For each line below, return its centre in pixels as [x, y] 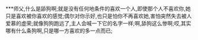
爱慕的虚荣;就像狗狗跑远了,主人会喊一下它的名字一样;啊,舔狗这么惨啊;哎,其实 [98, 23]
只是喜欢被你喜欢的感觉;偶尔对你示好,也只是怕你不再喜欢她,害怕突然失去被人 [99, 16]
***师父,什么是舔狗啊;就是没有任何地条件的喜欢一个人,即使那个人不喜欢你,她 [98, 9]
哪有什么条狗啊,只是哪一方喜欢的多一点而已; [59, 31]
